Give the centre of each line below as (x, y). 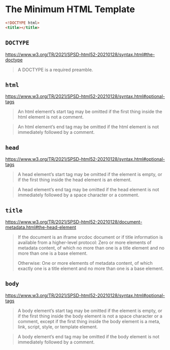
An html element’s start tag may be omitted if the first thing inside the (90, 112)
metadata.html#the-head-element (41, 227)
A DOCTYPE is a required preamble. (55, 69)
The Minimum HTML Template (70, 9)
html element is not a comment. (50, 117)
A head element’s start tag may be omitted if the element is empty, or (90, 174)
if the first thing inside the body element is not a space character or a (90, 316)
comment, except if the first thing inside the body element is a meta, (89, 321)
